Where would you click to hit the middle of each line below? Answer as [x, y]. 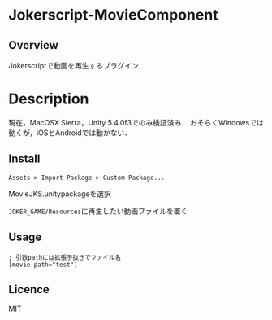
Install [24, 159]
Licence [29, 289]
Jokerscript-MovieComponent [113, 15]
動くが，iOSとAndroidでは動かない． [70, 133]
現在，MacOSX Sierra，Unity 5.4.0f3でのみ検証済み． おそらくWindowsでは [136, 122]
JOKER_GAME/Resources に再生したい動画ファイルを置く [98, 211]
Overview [34, 45]
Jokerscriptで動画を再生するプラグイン [74, 66]
